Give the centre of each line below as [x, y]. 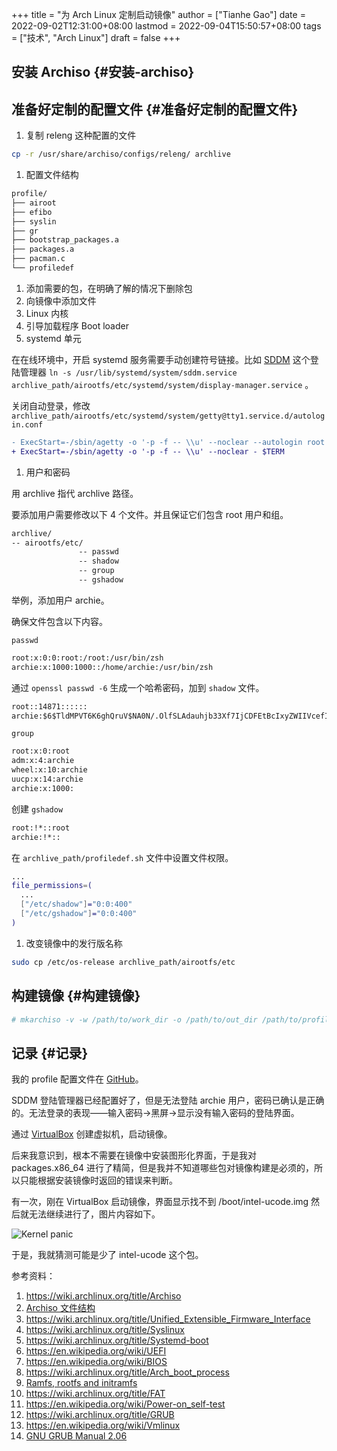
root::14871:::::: [49, 706]
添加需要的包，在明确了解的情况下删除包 [109, 288]
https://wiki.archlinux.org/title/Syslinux [105, 1330]
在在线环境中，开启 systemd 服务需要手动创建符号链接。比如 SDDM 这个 [161, 359]
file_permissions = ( [52, 886]
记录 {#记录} [50, 1053]
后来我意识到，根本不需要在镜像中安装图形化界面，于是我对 [134, 1155]
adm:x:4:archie [43, 761]
